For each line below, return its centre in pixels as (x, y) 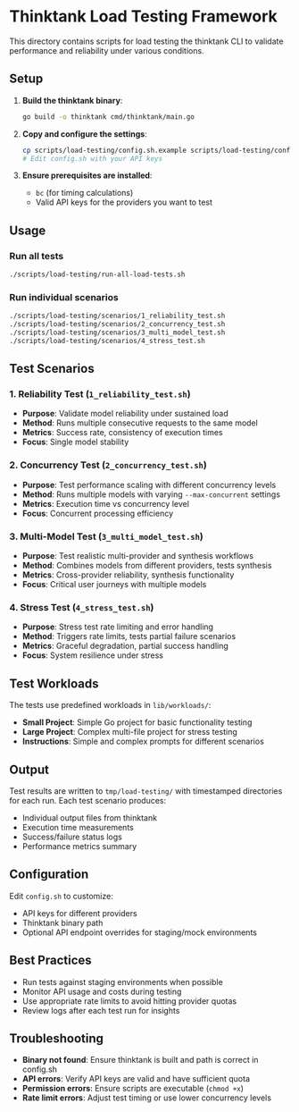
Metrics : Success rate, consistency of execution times (122, 433)
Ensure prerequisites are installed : (87, 175)
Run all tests (37, 256)
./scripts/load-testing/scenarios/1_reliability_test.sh (117, 316)
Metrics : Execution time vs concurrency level (106, 503)
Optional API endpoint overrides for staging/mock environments (139, 932)
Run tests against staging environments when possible (122, 981)
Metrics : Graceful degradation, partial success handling (125, 646)
